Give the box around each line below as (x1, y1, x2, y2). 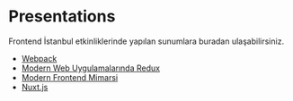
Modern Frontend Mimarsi (21, 72, 119, 82)
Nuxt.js (21, 81, 49, 92)
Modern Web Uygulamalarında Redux (21, 63, 161, 73)
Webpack (21, 53, 58, 63)
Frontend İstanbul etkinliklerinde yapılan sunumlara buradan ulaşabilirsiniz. (8, 36, 285, 46)
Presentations (8, 6, 116, 27)
